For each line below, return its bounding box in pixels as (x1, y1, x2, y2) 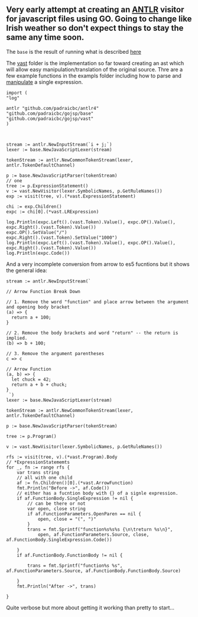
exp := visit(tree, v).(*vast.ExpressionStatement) (6, 193, 136, 199)
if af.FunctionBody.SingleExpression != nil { (17, 495, 134, 501)
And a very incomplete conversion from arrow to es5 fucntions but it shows (6, 260, 190, 268)
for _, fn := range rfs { (6, 464, 70, 470)
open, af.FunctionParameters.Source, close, (37, 531, 150, 537)
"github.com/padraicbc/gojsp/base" (6, 111, 94, 116)
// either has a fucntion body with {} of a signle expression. (17, 490, 178, 496)
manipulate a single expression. (6, 78, 83, 85)
